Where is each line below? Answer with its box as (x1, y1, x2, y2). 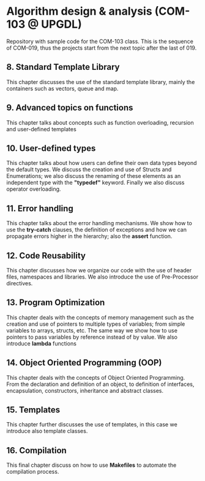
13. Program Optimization (6, 298, 105, 308)
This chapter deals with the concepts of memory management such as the (6, 314, 194, 321)
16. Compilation (6, 445, 67, 455)
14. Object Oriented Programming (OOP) (6, 358, 162, 368)
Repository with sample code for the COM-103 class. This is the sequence (6, 37, 194, 45)
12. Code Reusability (6, 250, 86, 261)
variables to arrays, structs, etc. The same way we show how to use (6, 326, 177, 334)
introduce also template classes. (6, 428, 88, 435)
